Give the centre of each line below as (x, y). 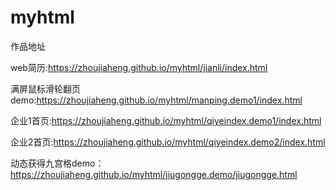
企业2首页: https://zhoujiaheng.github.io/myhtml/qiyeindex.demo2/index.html (168, 142)
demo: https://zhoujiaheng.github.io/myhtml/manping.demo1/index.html (156, 100)
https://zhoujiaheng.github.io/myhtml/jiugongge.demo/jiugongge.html (154, 174)
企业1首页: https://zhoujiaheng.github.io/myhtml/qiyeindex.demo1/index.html (166, 120)
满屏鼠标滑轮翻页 (45, 88)
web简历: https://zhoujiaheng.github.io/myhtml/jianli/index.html (139, 67)
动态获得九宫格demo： (57, 163)
